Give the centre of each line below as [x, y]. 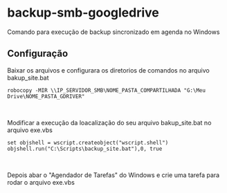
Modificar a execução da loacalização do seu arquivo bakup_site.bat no [109, 122]
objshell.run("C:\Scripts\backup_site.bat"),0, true [85, 149]
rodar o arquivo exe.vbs [41, 182]
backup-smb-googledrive [83, 13]
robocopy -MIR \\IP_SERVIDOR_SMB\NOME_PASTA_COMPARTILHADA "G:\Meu [107, 90]
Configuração [38, 54]
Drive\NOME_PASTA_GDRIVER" [46, 96]
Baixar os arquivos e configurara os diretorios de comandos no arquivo [108, 70]
